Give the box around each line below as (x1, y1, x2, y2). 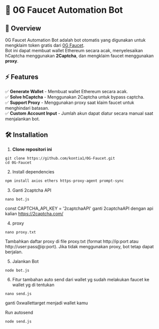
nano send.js (5, 291, 32, 296)
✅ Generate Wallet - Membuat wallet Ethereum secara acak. (5, 88, 128, 94)
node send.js (5, 319, 32, 324)
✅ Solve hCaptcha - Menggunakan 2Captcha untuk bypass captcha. (5, 94, 145, 100)
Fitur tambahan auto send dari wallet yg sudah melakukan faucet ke (12, 276, 150, 282)
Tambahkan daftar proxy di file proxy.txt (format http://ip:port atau (5, 238, 139, 244)
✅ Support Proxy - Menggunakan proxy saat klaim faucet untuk (5, 99, 134, 105)
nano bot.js (5, 197, 29, 201)
